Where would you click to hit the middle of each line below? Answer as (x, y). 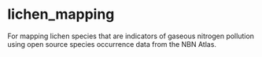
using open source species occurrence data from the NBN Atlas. (112, 44)
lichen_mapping (61, 14)
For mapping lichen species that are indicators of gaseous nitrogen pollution (131, 36)
